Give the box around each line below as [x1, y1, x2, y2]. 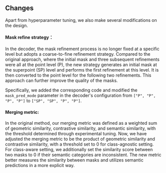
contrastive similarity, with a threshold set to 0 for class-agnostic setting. [5, 141, 154, 147]
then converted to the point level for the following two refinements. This [5, 72, 152, 79]
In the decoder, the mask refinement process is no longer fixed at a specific [5, 46, 160, 52]
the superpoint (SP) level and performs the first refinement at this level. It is [5, 67, 159, 73]
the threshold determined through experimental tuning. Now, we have [5, 131, 147, 137]
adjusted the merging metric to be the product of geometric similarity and [5, 136, 155, 142]
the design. [5, 22, 28, 28]
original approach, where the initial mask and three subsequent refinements [5, 57, 160, 63]
